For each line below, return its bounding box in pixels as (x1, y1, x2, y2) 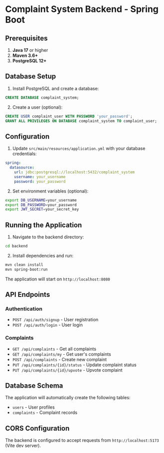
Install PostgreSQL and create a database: (12, 85, 99, 91)
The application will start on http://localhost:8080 (5, 276, 111, 282)
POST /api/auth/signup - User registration (12, 317, 99, 323)
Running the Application (5, 221, 82, 229)
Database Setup (5, 72, 56, 81)
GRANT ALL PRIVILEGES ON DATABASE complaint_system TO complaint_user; (5, 118, 157, 123)
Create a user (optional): (12, 104, 63, 110)
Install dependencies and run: (12, 252, 74, 258)
